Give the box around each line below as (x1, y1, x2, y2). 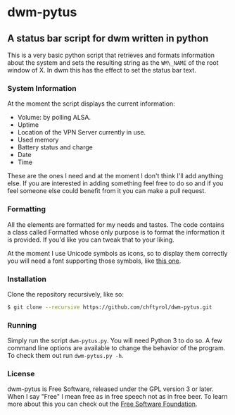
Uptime (17, 120, 39, 129)
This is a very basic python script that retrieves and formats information (7, 51, 215, 59)
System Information (7, 83, 77, 93)
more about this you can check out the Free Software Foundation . (7, 399, 198, 409)
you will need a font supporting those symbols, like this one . (7, 256, 182, 265)
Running (7, 320, 37, 330)
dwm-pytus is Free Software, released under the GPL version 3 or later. (7, 385, 214, 393)
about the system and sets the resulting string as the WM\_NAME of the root (7, 58, 220, 67)
